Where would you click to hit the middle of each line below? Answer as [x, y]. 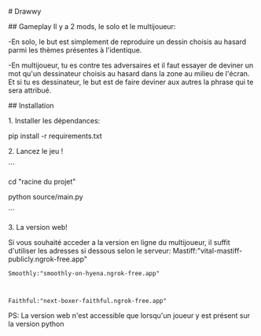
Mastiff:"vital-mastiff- [208, 251]
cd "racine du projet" [42, 181]
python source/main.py [46, 197]
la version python [36, 324]
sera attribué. [30, 90]
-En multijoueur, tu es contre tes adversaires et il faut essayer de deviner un [131, 65]
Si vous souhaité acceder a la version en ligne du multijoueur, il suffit [119, 242]
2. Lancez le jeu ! [36, 151]
